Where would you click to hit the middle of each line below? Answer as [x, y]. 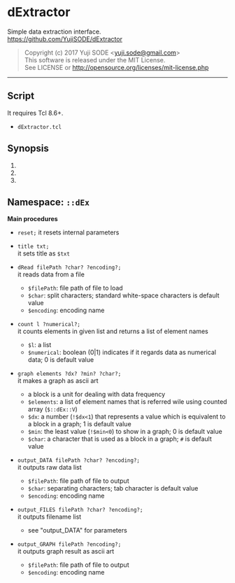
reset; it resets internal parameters [68, 232]
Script [21, 96]
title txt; [33, 247]
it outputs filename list [49, 517]
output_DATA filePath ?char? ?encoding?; [78, 461]
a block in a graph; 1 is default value [79, 424]
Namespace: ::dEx [48, 202]
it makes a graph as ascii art [58, 381]
